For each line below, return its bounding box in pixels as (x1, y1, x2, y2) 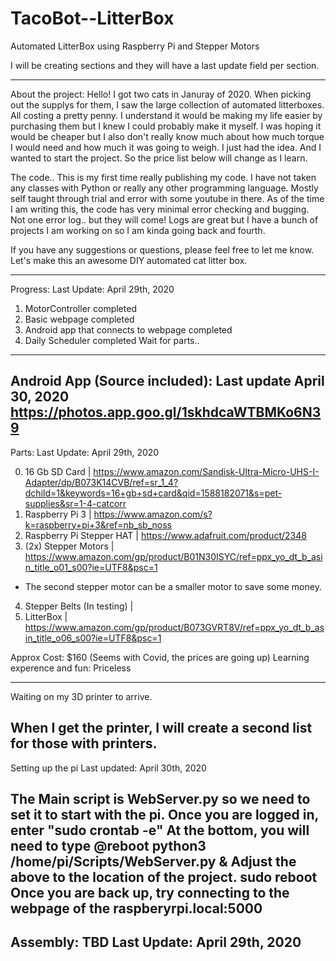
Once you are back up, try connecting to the (10, 884, 290, 901)
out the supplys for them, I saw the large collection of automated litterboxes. (10, 98, 325, 111)
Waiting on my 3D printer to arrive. (10, 690, 153, 702)
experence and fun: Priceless (10, 662, 132, 674)
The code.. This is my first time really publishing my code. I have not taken (10, 171, 317, 183)
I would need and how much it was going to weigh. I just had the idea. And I (10, 141, 322, 153)
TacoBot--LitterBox (10, 7, 175, 30)
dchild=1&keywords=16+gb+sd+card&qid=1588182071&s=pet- (24, 487, 283, 499)
